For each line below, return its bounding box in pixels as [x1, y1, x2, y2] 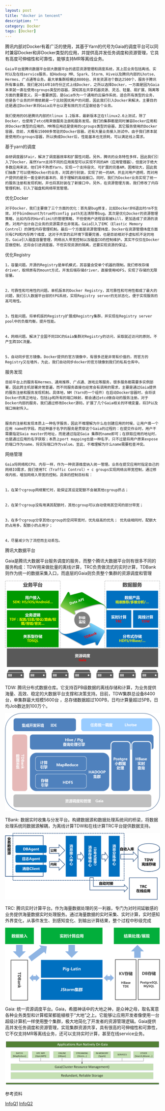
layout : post [5, 8, 32, 13]
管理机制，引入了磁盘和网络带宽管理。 [5, 186, 71, 191]
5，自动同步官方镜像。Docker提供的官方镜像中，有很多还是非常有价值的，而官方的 [5, 355, 149, 359]
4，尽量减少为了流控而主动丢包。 [5, 538, 62, 543]
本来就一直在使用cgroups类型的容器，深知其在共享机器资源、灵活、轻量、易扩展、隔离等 [5, 88, 160, 93]
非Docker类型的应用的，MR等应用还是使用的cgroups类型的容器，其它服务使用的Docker [5, 124, 158, 129]
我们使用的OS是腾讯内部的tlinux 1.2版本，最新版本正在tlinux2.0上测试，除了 [5, 113, 146, 118]
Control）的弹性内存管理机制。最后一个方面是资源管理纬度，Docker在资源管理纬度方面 [5, 227, 158, 232]
